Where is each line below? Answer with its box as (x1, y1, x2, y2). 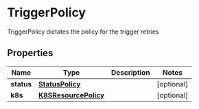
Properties (7, 47, 54, 59)
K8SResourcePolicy (38, 90, 105, 100)
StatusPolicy (38, 79, 81, 88)
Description (110, 67, 150, 77)
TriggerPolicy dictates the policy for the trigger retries (7, 27, 159, 36)
